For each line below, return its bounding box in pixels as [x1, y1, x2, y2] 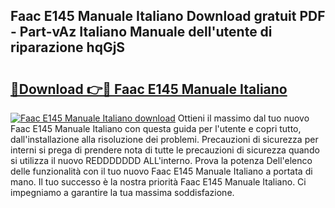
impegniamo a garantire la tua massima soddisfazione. [10, 187, 235, 198]
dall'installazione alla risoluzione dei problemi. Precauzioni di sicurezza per [10, 134, 319, 145]
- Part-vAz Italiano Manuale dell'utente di [10, 24, 273, 41]
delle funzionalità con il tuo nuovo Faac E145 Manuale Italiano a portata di [10, 165, 313, 177]
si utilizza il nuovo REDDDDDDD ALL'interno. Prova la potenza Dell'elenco [10, 155, 313, 166]
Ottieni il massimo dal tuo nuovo [177, 112, 310, 124]
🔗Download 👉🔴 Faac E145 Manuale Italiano [10, 80, 288, 98]
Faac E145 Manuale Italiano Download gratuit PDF [10, 8, 326, 25]
